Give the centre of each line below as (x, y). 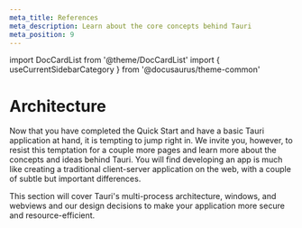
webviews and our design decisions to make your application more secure (147, 206)
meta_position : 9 (42, 34)
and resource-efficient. (52, 215)
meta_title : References (54, 18)
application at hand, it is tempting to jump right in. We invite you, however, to (151, 141)
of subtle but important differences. (75, 179)
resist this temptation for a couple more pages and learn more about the (143, 150)
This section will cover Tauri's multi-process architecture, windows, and (143, 196)
